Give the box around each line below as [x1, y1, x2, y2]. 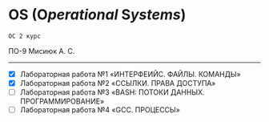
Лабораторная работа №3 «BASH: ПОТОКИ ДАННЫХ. [19, 87, 206, 97]
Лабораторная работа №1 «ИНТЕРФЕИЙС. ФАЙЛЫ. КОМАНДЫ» [19, 69, 242, 79]
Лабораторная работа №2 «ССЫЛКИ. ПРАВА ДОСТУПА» [19, 79, 216, 87]
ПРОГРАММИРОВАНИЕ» [19, 96, 105, 106]
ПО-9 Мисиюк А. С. [8, 46, 75, 55]
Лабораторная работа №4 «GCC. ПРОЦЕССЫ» [19, 105, 180, 115]
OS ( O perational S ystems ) [8, 6, 187, 24]
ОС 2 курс [8, 32, 42, 40]
